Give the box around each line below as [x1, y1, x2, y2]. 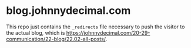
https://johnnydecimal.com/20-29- [66, 29, 150, 36]
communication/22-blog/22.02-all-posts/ [6, 35, 106, 42]
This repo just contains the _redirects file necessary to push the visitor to [6, 23, 185, 30]
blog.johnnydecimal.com [6, 4, 131, 17]
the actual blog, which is [6, 29, 65, 36]
